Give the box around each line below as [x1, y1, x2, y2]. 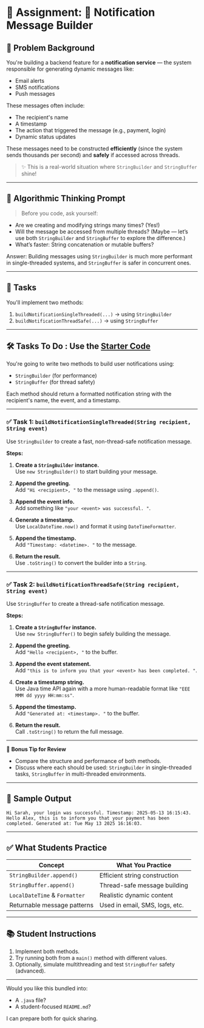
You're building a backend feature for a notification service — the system [6, 59, 192, 66]
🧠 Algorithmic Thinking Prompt [6, 193, 126, 204]
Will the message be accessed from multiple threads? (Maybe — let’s [15, 228, 188, 235]
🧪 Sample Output [6, 793, 72, 804]
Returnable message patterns [9, 901, 94, 909]
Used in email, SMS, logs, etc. [99, 901, 184, 909]
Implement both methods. [15, 948, 80, 955]
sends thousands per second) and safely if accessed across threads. [6, 152, 180, 158]
